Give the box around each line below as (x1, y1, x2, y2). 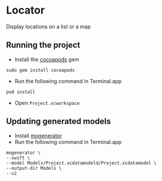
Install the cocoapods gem (14, 55, 80, 62)
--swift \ (6, 154, 31, 161)
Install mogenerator (14, 132, 62, 139)
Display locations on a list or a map (6, 23, 91, 30)
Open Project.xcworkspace (14, 99, 80, 106)
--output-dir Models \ (6, 165, 62, 171)
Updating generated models (6, 116, 111, 127)
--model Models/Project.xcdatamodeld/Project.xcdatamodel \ (6, 160, 157, 166)
